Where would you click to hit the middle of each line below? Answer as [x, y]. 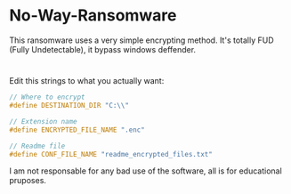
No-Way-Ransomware [93, 16]
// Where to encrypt [48, 97]
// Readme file [37, 146]
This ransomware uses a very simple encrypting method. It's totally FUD [141, 40]
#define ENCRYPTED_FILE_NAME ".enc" [77, 130]
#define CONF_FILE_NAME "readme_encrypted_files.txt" [111, 154]
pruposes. [28, 181]
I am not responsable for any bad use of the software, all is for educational [145, 171]
